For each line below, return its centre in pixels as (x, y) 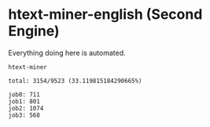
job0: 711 (24, 94)
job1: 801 (24, 101)
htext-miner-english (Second (105, 15)
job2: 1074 (26, 108)
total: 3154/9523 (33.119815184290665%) (76, 81)
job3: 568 (24, 115)
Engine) (34, 31)
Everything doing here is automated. (67, 53)
